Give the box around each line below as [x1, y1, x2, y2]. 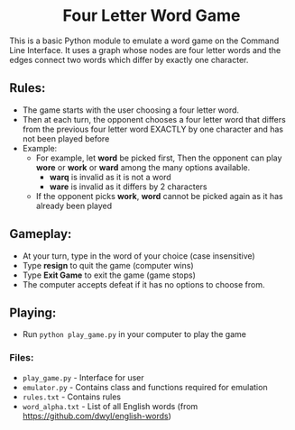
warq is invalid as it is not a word [49, 171, 171, 182]
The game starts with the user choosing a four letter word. [22, 105, 240, 115]
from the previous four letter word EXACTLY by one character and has [22, 124, 284, 134]
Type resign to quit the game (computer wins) [22, 260, 194, 270]
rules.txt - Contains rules [22, 391, 122, 402]
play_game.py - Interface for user [22, 371, 144, 383]
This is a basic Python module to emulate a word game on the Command [9, 35, 280, 46]
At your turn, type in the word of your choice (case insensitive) [22, 250, 255, 261]
